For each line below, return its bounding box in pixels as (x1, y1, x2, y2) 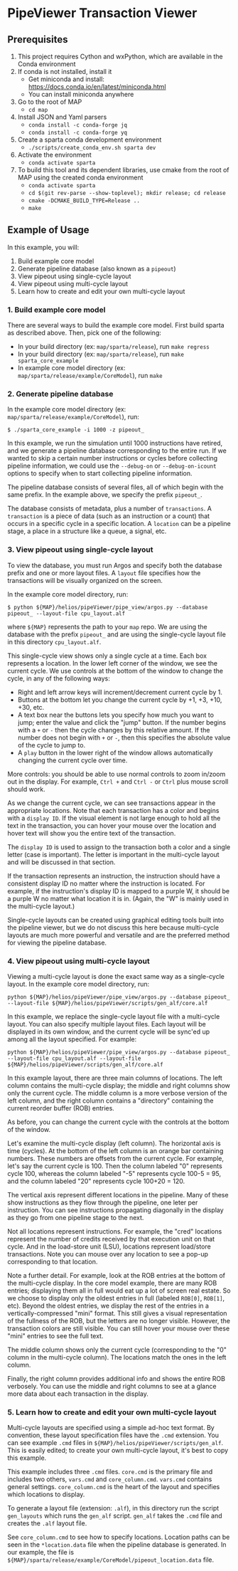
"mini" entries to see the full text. (7, 1332, 104, 1340)
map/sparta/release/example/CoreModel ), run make (17, 372, 163, 380)
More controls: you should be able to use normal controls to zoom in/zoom (7, 769, 226, 778)
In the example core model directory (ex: (7, 405, 126, 414)
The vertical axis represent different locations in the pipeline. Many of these (7, 1191, 229, 1199)
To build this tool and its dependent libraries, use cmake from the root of (17, 166, 229, 174)
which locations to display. (7, 1490, 85, 1499)
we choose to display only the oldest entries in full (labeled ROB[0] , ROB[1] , (7, 1294, 225, 1302)
